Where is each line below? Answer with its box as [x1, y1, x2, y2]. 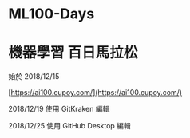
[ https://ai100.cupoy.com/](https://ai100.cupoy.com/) [8, 88, 182, 97]
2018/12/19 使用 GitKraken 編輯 [8, 104, 110, 114]
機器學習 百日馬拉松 [8, 44, 138, 62]
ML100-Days [8, 5, 95, 23]
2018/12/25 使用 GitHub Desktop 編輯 [8, 121, 132, 131]
